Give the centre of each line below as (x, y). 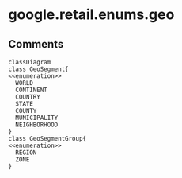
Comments (36, 44)
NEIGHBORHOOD (37, 125)
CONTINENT (31, 90)
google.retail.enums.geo (91, 15)
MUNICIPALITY (37, 118)
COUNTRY (28, 97)
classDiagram (30, 62)
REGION (26, 153)
